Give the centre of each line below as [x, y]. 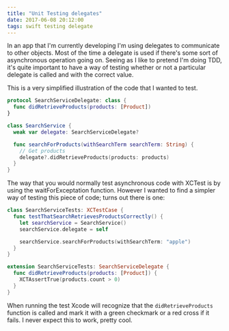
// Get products [43, 151]
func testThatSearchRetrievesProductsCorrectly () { [89, 217]
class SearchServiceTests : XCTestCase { [66, 210]
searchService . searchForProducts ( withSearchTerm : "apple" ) [105, 242]
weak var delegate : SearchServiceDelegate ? [76, 132]
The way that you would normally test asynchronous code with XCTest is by [114, 183]
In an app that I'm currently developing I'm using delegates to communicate [113, 46]
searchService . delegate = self [64, 229]
